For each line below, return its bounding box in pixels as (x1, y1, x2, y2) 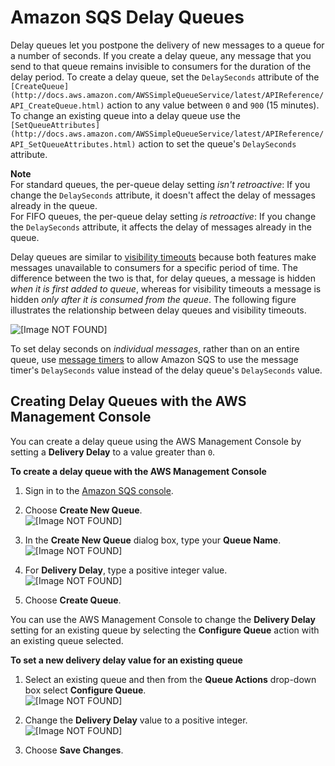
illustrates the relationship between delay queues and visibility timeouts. (10, 304, 307, 316)
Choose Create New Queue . (24, 504, 143, 516)
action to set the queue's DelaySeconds (138, 137, 297, 150)
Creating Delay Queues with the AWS (10, 393, 247, 410)
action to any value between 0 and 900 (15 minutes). (106, 99, 320, 111)
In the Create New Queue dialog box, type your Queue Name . (24, 534, 282, 546)
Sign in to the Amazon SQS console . (24, 484, 174, 496)
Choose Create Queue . (24, 594, 122, 606)
